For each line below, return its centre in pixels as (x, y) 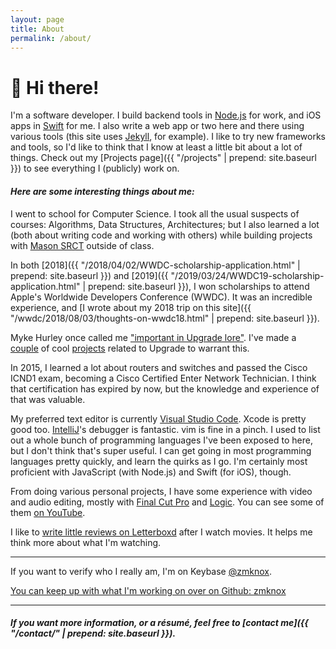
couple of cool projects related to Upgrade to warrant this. (130, 348)
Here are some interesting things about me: (102, 191)
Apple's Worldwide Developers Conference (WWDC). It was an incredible (161, 297)
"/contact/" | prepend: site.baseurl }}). (93, 633)
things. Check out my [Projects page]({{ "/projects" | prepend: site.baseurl (163, 158)
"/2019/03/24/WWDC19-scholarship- (247, 275)
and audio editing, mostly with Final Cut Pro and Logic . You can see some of (167, 502)
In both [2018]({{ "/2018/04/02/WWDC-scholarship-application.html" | (155, 265)
